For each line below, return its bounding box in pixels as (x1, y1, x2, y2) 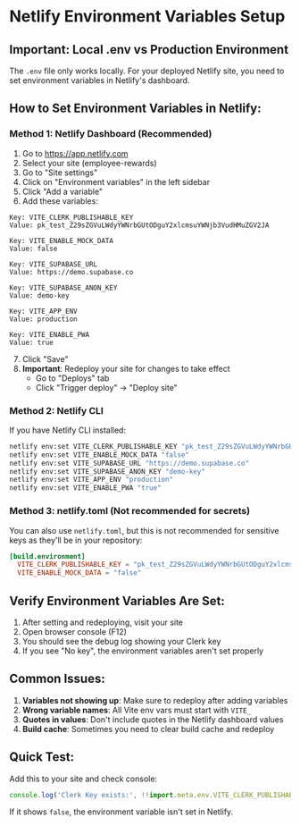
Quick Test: (9, 749, 74, 765)
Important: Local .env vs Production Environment (9, 42, 288, 57)
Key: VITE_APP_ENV (9, 307, 78, 316)
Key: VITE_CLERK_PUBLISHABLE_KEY (9, 213, 134, 222)
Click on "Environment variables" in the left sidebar (21, 176, 211, 187)
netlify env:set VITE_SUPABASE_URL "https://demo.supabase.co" (9, 459, 250, 468)
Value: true (9, 338, 54, 347)
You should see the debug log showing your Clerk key (21, 636, 221, 646)
